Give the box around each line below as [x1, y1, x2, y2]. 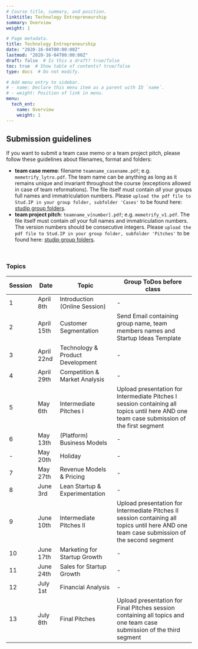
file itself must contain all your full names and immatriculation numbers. [14, 218, 189, 225]
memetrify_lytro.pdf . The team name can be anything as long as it [14, 173, 177, 180]
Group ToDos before [123, 278, 182, 286]
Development [60, 358, 97, 366]
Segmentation [60, 327, 99, 335]
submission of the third [117, 625, 181, 634]
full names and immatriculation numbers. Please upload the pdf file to [14, 192, 192, 199]
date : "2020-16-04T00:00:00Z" [6, 47, 81, 53]
